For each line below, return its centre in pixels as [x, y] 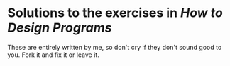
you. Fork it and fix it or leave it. [53, 55]
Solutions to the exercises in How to [115, 13]
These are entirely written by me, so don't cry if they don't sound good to [115, 47]
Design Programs [60, 28]
